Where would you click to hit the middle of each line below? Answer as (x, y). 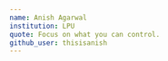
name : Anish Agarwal (49, 17)
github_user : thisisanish (58, 43)
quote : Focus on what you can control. (85, 34)
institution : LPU (42, 26)
